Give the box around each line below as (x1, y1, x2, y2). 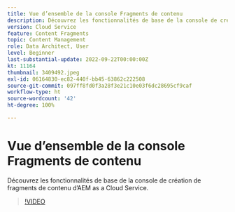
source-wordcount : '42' (7, 95, 77, 102)
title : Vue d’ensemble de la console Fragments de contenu (7, 10, 183, 18)
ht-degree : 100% (7, 102, 55, 109)
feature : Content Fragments (7, 29, 90, 37)
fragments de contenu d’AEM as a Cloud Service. (7, 183, 149, 192)
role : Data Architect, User (7, 43, 90, 50)
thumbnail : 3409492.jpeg (7, 69, 80, 76)
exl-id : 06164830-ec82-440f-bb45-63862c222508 (7, 75, 145, 83)
